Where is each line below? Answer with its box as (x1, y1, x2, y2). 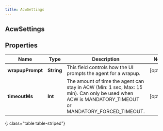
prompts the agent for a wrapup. (66, 70, 141, 76)
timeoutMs (7, 93, 33, 100)
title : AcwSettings (5, 7, 45, 12)
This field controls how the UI (66, 64, 134, 71)
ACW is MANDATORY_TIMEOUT (66, 96, 140, 102)
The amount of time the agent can (66, 78, 144, 85)
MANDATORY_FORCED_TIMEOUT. (66, 108, 145, 115)
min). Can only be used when (66, 90, 133, 97)
